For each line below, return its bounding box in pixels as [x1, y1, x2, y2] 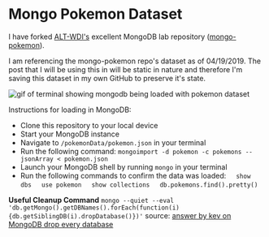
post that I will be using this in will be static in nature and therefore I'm [8, 64, 243, 74]
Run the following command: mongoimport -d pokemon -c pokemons [20, 146, 242, 156]
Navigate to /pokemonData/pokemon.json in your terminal [20, 137, 206, 147]
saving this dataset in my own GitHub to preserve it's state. [8, 73, 206, 83]
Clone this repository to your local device [20, 120, 158, 130]
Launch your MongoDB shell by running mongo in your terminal [20, 162, 228, 171]
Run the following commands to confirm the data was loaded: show [20, 170, 251, 180]
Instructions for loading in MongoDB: [8, 105, 132, 114]
